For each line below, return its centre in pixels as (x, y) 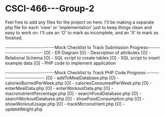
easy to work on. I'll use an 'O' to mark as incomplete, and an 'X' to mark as (82, 32)
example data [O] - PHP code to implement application (61, 63)
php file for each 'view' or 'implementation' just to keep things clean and (79, 27)
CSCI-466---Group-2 (50, 9)
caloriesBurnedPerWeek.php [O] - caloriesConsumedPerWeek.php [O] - (78, 83)
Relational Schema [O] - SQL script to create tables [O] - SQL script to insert (82, 58)
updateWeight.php (24, 109)
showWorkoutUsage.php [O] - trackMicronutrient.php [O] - (65, 104)
